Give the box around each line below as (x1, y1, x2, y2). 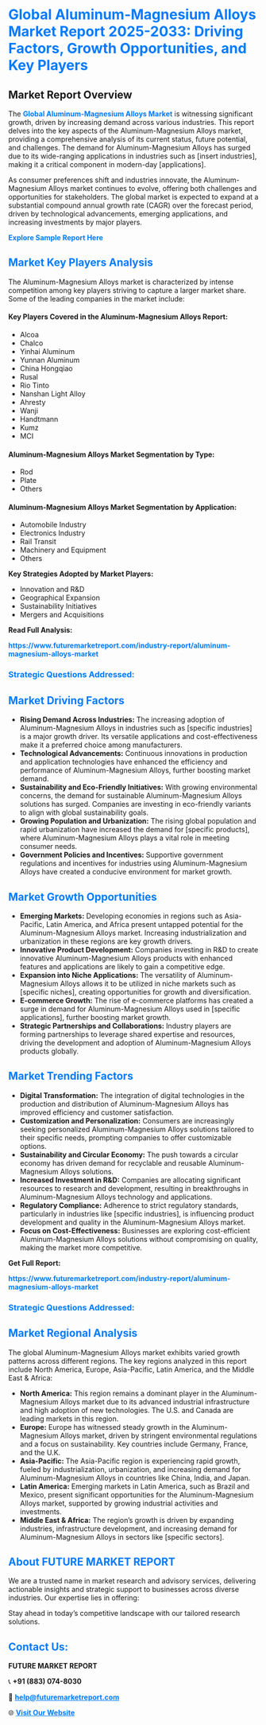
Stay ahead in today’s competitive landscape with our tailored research (8, 1609, 241, 1618)
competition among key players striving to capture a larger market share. (8, 285, 246, 295)
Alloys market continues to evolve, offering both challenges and (48, 184, 257, 193)
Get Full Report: (8, 1258, 61, 1267)
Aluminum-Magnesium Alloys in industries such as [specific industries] (19, 723, 253, 733)
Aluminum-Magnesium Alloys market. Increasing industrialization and (19, 928, 247, 937)
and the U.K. (19, 1447, 61, 1457)
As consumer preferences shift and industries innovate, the (8, 175, 202, 185)
